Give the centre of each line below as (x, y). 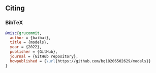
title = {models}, (29, 42)
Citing (15, 8)
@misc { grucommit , (24, 33)
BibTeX (14, 23)
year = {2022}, (26, 47)
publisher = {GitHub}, (34, 52)
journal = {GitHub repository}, (44, 57)
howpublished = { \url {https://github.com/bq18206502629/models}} (81, 61)
